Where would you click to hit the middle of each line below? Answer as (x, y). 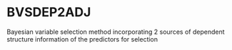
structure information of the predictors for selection (82, 39)
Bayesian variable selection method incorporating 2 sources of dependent (116, 32)
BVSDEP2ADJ (49, 12)
